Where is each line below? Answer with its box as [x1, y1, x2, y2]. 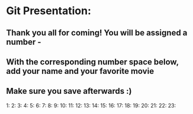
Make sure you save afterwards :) [6, 86, 132, 96]
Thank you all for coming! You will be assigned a [6, 28, 188, 38]
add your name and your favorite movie [6, 66, 155, 76]
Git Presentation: [6, 4, 92, 18]
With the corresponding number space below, [6, 57, 179, 67]
